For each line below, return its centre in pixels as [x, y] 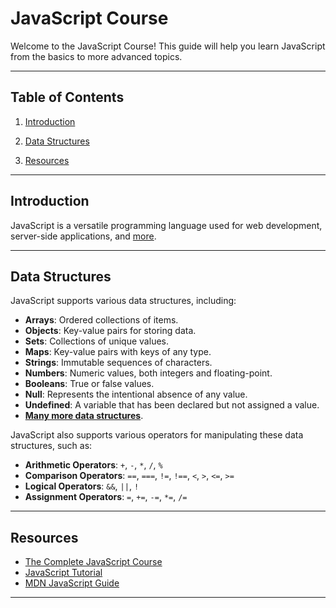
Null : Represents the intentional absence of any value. [136, 394]
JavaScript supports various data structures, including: [123, 301]
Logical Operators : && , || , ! [82, 486]
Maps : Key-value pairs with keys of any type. [118, 352]
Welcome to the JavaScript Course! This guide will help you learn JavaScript [168, 46]
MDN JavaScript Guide [72, 583]
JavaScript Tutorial [63, 573]
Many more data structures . [84, 416]
